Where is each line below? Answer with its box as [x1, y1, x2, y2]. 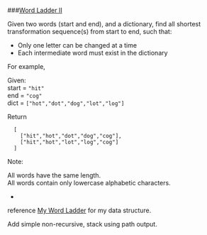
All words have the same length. [7, 171, 101, 180]
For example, [7, 62, 46, 70]
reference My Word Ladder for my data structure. [7, 206, 152, 214]
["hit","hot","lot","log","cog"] [20, 138, 119, 146]
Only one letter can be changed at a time [17, 41, 137, 49]
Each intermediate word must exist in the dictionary [17, 49, 168, 57]
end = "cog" [7, 92, 43, 99]
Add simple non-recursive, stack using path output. [7, 220, 157, 228]
